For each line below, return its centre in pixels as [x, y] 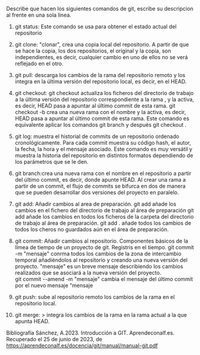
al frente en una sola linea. [39, 15]
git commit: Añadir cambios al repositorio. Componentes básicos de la [101, 241]
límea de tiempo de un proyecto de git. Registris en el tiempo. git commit [104, 247]
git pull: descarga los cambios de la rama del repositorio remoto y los [100, 75]
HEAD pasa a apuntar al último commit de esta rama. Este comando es [102, 118]
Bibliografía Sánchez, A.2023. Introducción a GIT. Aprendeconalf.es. [90, 333]
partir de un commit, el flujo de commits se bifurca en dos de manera [100, 186]
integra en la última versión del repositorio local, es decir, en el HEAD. [101, 81]
